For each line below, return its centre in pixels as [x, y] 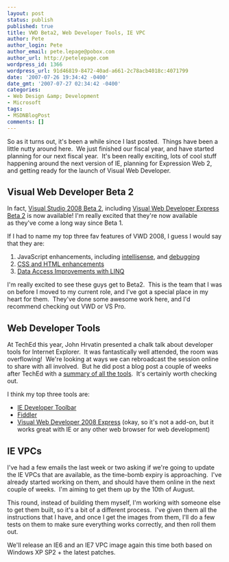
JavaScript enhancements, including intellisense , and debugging [108, 257]
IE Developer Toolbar [47, 408]
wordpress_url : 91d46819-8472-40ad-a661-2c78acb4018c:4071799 [98, 71]
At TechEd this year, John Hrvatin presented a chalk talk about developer [110, 345]
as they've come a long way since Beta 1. [65, 223]
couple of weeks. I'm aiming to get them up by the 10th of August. [101, 489]
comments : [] [26, 122]
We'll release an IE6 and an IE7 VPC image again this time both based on [110, 545]
